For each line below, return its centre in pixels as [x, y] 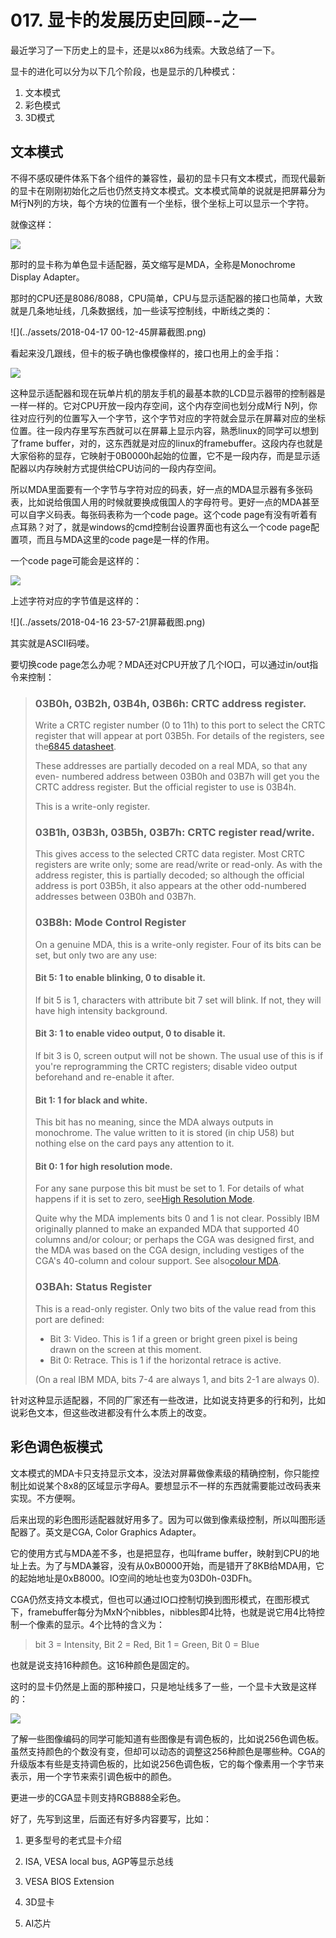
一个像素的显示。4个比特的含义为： [92, 1624]
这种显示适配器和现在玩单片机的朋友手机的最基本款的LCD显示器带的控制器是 [168, 393]
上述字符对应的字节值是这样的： [76, 600]
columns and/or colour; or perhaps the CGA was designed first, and [174, 1240]
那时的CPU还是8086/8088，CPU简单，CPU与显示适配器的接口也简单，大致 [166, 298]
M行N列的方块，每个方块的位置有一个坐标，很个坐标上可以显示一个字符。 [162, 203]
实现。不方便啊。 [45, 1498]
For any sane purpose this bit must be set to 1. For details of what [169, 1188]
